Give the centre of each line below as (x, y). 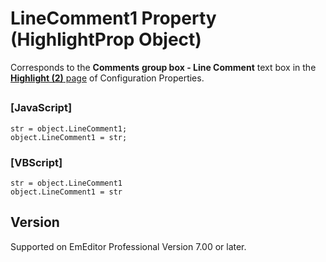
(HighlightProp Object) (106, 39)
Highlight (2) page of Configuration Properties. (107, 78)
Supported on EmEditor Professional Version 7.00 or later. (128, 246)
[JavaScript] (41, 108)
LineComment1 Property (113, 18)
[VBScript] (36, 162)
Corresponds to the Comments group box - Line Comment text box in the (163, 67)
